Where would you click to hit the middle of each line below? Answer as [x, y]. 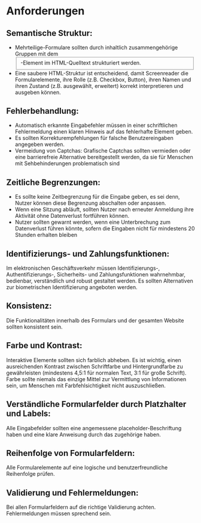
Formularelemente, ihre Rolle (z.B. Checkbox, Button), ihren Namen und [103, 80]
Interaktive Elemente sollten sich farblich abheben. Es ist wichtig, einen [94, 360]
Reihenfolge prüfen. [31, 474]
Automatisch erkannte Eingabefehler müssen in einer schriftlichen [96, 125]
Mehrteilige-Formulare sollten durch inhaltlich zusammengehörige [96, 47]
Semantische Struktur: [49, 33]
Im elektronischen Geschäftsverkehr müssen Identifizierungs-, [83, 268]
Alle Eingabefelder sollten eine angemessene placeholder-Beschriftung [94, 428]
